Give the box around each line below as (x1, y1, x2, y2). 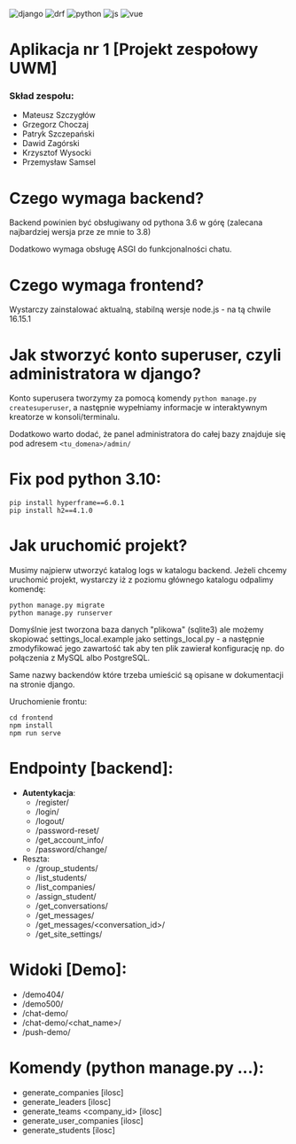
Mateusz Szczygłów (21, 110, 96, 121)
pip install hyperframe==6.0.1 (9, 499, 125, 508)
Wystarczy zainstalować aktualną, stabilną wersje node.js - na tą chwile (9, 304, 272, 315)
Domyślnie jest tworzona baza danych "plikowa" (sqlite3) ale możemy (9, 625, 264, 635)
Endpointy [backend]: (9, 759, 174, 779)
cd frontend (9, 713, 53, 722)
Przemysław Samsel (21, 157, 96, 167)
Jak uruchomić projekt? (9, 536, 188, 556)
